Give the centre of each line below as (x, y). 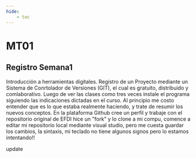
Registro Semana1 (39, 68)
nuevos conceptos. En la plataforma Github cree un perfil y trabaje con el (94, 112)
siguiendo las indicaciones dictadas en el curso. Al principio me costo (90, 100)
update (15, 149)
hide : (13, 11)
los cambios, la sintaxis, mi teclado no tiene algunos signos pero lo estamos (97, 131)
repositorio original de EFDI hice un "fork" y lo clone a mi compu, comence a (98, 119)
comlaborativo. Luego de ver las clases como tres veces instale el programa (98, 94)
